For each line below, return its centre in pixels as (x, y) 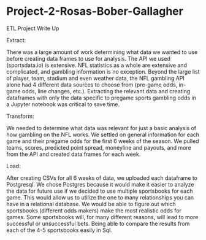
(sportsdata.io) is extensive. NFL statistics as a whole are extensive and (97, 65)
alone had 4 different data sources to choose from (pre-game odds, (92, 85)
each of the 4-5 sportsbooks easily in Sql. (59, 230)
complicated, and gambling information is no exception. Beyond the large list (103, 71)
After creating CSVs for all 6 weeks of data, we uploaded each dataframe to (102, 178)
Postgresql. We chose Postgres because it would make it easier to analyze (100, 184)
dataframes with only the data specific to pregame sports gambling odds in (101, 98)
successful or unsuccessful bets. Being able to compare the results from (98, 223)
